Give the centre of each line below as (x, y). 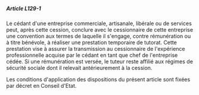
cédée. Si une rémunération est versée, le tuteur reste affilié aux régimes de (99, 61)
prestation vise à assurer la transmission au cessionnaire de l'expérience (96, 48)
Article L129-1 (24, 8)
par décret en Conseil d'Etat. (42, 85)
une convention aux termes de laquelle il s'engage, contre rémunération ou (99, 36)
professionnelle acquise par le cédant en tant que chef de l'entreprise (92, 55)
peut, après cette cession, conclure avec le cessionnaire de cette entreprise (99, 29)
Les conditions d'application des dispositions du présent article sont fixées (98, 79)
